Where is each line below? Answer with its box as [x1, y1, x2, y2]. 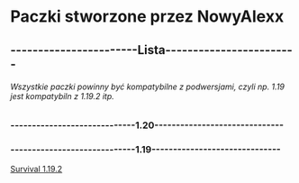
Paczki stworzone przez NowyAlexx [10, 6, 285, 27]
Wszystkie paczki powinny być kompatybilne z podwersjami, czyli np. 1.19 [10, 81, 285, 92]
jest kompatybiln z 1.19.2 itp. [10, 91, 115, 102]
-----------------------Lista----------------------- [10, 42, 294, 58]
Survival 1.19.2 [10, 164, 63, 175]
